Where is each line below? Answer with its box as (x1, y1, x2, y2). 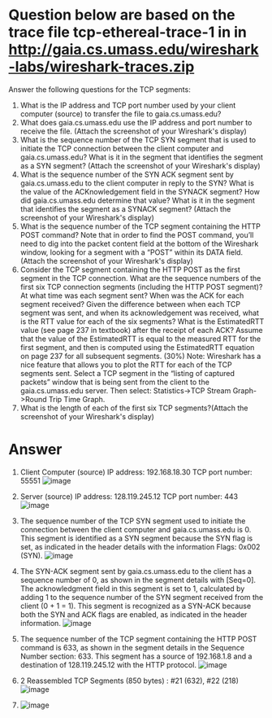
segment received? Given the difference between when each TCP (19, 299, 241, 309)
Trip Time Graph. (48, 394, 106, 404)
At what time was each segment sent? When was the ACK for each (19, 291, 244, 300)
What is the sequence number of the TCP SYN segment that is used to (19, 134, 257, 144)
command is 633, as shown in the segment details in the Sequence (19, 642, 245, 652)
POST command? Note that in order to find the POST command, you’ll (19, 230, 254, 239)
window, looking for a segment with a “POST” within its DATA (19, 247, 225, 257)
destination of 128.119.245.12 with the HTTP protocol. (19, 659, 197, 669)
